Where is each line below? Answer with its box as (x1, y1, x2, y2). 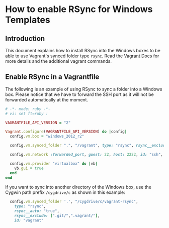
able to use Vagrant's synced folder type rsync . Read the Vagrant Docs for (5, 53, 159, 59)
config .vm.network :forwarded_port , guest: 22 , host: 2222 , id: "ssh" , (10, 152, 163, 157)
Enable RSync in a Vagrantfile (5, 73, 100, 81)
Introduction (5, 34, 45, 43)
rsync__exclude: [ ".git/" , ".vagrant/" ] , (14, 213, 100, 218)
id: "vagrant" (14, 217, 44, 223)
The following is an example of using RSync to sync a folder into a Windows (5, 86, 162, 92)
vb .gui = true (14, 166, 44, 171)
